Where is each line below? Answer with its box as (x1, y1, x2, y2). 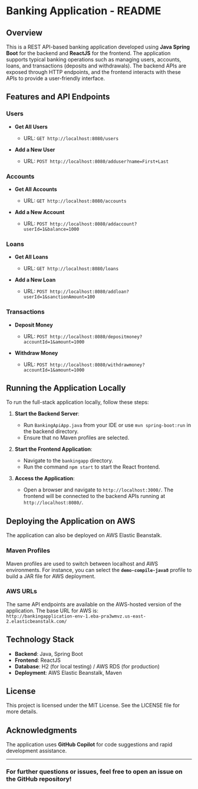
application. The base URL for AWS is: (6, 607, 98, 614)
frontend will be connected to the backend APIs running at (23, 493, 166, 500)
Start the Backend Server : (14, 410, 80, 418)
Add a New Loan (14, 276, 56, 283)
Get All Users (14, 123, 48, 130)
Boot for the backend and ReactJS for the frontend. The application (6, 50, 171, 57)
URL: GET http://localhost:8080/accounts (23, 197, 127, 204)
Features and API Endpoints (6, 92, 110, 102)
